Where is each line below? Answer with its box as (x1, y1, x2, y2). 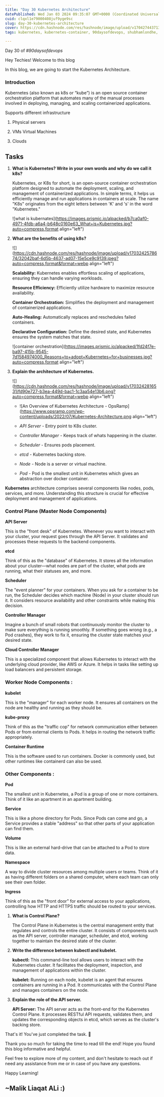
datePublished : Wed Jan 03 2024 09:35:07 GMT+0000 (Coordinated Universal (5, 12, 161, 17)
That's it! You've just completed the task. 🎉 (5, 1031, 91, 1037)
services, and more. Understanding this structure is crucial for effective (5, 490, 149, 496)
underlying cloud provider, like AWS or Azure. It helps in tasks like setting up (5, 661, 159, 667)
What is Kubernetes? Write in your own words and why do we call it (12, 165, 152, 171)
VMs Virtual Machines (12, 129, 57, 135)
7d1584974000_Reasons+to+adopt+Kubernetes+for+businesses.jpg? (12, 354, 152, 360)
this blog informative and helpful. (5, 1046, 72, 1051)
